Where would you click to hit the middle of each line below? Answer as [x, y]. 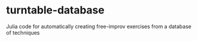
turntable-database [55, 10]
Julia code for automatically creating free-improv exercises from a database [99, 26]
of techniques [23, 32]
